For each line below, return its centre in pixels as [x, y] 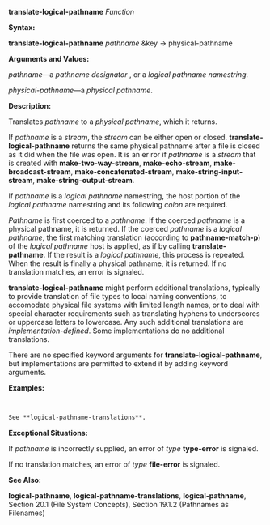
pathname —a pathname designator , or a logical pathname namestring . [129, 75]
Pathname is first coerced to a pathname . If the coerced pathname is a [127, 220]
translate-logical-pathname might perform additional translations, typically [135, 288]
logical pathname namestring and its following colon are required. [118, 205]
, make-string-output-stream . [83, 180]
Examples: [26, 388]
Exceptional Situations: [48, 433]
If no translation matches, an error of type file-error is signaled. [114, 464]
